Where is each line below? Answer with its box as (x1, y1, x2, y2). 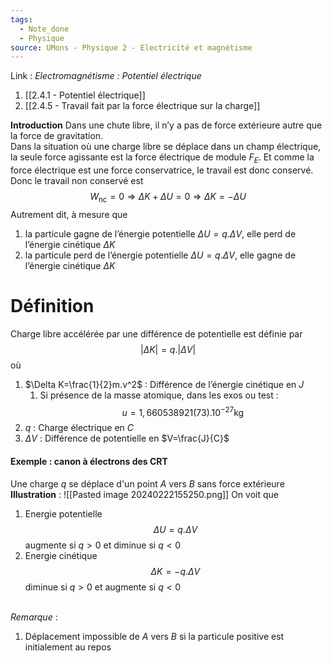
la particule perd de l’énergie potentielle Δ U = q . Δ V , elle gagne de (24, 249, 297, 261)
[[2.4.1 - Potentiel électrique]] (24, 89, 146, 101)
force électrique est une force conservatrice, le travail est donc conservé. (10, 164, 314, 176)
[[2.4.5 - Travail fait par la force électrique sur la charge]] (24, 100, 261, 112)
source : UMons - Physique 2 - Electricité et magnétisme (10, 42, 253, 53)
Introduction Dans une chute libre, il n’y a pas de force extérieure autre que (10, 119, 323, 131)
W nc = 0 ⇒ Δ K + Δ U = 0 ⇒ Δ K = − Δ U (89, 191, 247, 205)
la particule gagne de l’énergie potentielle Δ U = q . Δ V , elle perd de (24, 227, 297, 240)
